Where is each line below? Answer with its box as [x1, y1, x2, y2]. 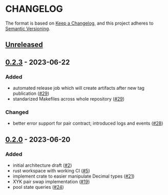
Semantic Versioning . [5, 25, 50, 31]
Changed [5, 108, 29, 115]
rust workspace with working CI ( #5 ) [12, 168, 90, 173]
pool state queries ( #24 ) [12, 184, 64, 190]
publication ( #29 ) [12, 90, 50, 96]
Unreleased [5, 41, 44, 49]
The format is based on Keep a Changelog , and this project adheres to [5, 20, 154, 26]
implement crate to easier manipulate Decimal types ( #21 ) [12, 173, 135, 179]
